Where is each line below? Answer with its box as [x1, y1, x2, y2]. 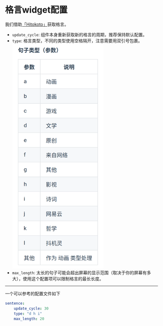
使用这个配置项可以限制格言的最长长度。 [22, 276, 104, 281]
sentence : [5, 301, 25, 306]
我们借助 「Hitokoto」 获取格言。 [5, 21, 69, 27]
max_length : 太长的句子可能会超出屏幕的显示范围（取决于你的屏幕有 [12, 270, 147, 276]
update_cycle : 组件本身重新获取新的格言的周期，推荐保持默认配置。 [12, 32, 147, 37]
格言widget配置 [5, 4, 68, 16]
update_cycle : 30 [14, 306, 49, 311]
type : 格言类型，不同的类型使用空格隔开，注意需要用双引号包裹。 [12, 37, 143, 44]
